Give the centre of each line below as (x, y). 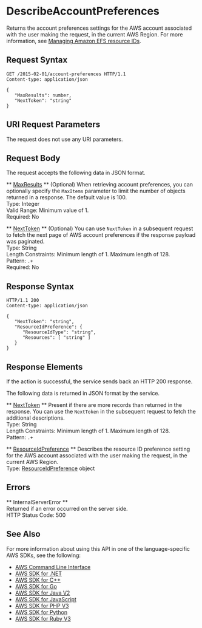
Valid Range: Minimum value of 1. (48, 210)
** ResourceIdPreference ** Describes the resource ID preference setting (98, 449)
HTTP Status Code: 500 (36, 515)
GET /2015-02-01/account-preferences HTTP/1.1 (66, 74)
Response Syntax (40, 286)
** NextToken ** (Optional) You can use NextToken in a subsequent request (100, 228)
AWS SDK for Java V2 (42, 593)
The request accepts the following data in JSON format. (76, 173)
